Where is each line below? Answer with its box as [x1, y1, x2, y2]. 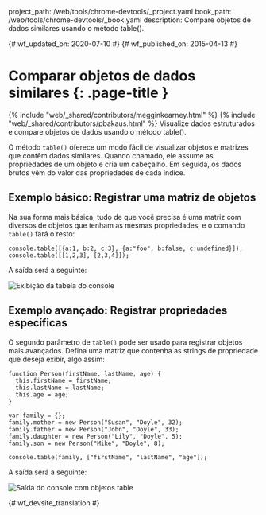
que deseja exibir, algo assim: [8, 354, 106, 364]
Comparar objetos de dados [8, 67, 196, 85]
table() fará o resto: [8, 228, 75, 238]
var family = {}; [8, 412, 66, 419]
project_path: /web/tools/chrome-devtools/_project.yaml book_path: [8, 7, 232, 16]
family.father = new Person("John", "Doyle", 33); [8, 425, 179, 433]
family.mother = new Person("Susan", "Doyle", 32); [8, 418, 183, 427]
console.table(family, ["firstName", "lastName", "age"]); [8, 453, 208, 461]
